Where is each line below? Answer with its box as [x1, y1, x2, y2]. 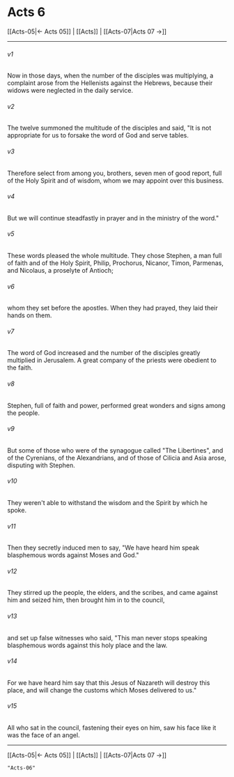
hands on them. [7, 311, 52, 319]
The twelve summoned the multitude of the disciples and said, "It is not [7, 123, 212, 133]
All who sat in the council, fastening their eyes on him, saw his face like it [7, 723, 217, 732]
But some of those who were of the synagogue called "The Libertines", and [7, 446, 224, 454]
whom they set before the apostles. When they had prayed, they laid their [7, 304, 218, 312]
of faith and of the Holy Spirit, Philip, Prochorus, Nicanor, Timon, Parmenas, [7, 259, 224, 267]
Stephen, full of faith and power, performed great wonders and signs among [7, 401, 226, 409]
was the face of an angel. [7, 730, 80, 739]
